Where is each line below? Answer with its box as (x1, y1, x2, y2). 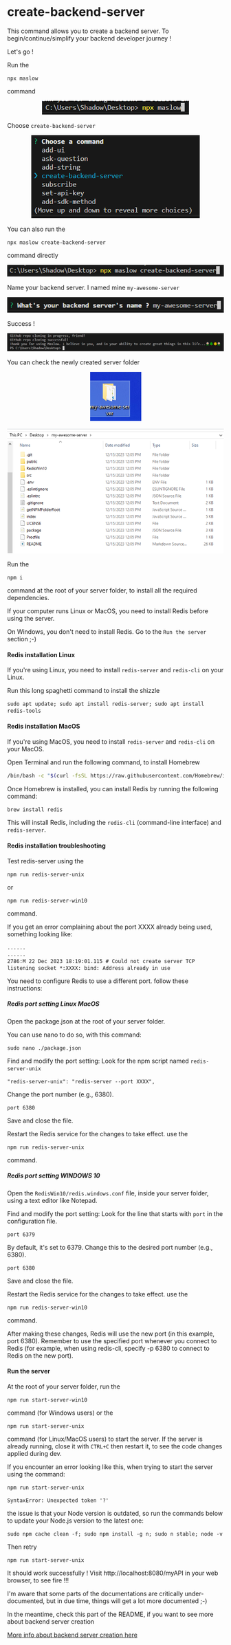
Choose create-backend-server (7, 121, 96, 129)
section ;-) (7, 635, 36, 643)
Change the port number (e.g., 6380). (7, 1090, 114, 1098)
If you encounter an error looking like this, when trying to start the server (7, 1462, 213, 1471)
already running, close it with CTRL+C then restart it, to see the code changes (7, 1442, 223, 1450)
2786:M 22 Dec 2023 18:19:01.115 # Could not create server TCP (7, 958, 195, 964)
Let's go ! (7, 47, 34, 56)
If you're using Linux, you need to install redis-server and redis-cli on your (7, 666, 224, 674)
